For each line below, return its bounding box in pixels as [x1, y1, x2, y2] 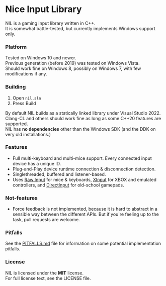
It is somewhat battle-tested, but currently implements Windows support [5, 25, 156, 31]
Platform [5, 43, 27, 50]
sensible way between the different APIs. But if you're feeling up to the [12, 211, 159, 217]
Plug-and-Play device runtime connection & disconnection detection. [12, 166, 156, 172]
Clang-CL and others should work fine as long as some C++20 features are [5, 115, 161, 121]
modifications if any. [5, 71, 47, 77]
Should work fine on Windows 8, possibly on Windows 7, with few [5, 65, 141, 71]
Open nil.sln [12, 94, 41, 101]
